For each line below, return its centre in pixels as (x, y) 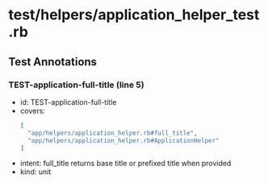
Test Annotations (53, 62)
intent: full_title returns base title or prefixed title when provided (126, 164)
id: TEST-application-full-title (68, 102)
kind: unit (36, 172)
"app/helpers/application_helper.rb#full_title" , (113, 133)
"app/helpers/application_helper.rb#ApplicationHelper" (124, 140)
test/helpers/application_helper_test (134, 15)
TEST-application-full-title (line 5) (76, 85)
